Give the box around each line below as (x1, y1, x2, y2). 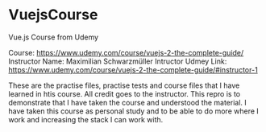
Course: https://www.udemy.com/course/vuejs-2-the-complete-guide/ (8, 47, 244, 57)
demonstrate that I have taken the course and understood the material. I (8, 97, 247, 107)
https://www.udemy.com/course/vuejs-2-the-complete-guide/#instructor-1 (8, 64, 258, 74)
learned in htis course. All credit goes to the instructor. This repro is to (8, 89, 240, 98)
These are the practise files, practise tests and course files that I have (8, 80, 240, 90)
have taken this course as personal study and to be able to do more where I (8, 106, 260, 116)
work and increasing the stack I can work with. (8, 114, 164, 124)
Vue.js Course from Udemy (8, 32, 99, 42)
